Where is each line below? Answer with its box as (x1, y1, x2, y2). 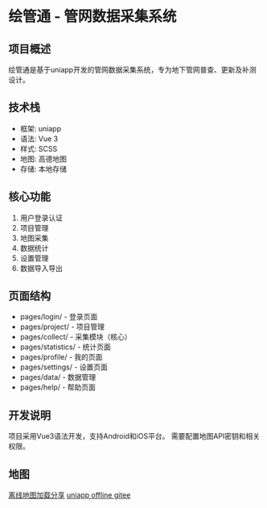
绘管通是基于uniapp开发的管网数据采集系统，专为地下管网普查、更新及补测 (8, 65, 257, 74)
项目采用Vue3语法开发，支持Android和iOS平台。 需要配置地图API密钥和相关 (8, 431, 261, 441)
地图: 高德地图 (19, 154, 67, 164)
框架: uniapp (19, 123, 62, 133)
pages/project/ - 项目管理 (19, 322, 105, 331)
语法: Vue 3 (19, 134, 59, 144)
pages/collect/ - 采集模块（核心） (19, 332, 132, 342)
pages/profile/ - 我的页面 (19, 352, 103, 362)
